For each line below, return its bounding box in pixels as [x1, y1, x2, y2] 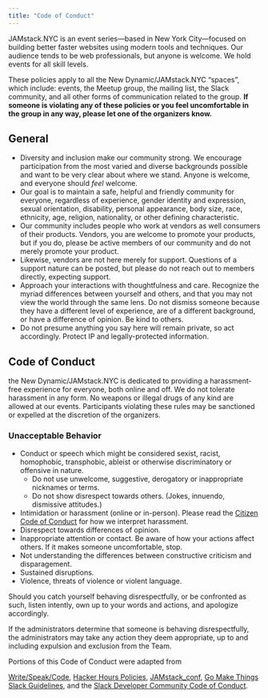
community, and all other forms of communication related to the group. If [8, 91, 249, 101]
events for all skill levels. [8, 59, 89, 69]
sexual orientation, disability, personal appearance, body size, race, [19, 204, 243, 214]
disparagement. [19, 559, 72, 568]
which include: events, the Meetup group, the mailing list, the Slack [8, 83, 230, 93]
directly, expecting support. [19, 272, 111, 282]
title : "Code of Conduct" [8, 11, 94, 20]
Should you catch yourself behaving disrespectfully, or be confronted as [8, 592, 246, 601]
